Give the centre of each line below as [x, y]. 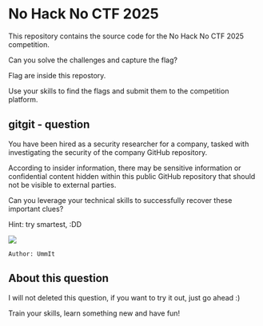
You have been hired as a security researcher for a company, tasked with [129, 144]
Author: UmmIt [32, 254]
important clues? [36, 209]
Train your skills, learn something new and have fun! [94, 313]
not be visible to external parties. [62, 185]
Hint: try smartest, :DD [45, 224]
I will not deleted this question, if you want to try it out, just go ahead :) [124, 297]
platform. [23, 99]
